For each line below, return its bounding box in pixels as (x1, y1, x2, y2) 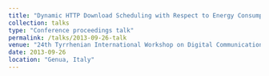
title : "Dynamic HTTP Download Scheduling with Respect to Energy (8, 11, 235, 20)
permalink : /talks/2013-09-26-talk (8, 33, 127, 42)
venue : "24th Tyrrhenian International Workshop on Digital (8, 41, 214, 49)
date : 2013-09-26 (8, 48, 66, 56)
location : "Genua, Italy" (8, 56, 94, 64)
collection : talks (8, 19, 70, 27)
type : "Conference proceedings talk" (8, 26, 134, 34)
